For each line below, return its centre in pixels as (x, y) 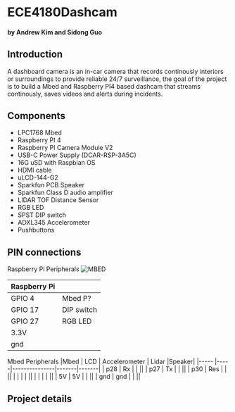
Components (36, 116)
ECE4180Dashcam (62, 12)
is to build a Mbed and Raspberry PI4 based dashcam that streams (104, 86)
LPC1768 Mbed (39, 133)
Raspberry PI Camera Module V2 (65, 148)
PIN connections (44, 252)
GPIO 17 (25, 310)
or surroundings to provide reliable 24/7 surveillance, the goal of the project (117, 79)
